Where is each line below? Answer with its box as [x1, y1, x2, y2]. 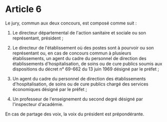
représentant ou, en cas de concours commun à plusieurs [12, 50, 132, 56]
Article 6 [5, 3, 42, 15]
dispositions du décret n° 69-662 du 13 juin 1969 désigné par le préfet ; [12, 66, 160, 72]
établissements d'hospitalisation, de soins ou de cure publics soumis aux [12, 60, 163, 66]
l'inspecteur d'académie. [12, 101, 64, 107]
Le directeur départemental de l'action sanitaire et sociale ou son [12, 29, 146, 35]
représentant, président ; [12, 35, 64, 41]
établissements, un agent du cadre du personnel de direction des [12, 55, 147, 61]
